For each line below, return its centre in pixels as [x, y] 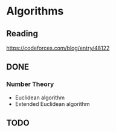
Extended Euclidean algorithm [52, 104]
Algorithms [35, 11]
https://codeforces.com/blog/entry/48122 [58, 48]
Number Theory [30, 84]
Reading [22, 34]
